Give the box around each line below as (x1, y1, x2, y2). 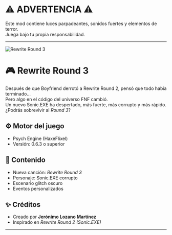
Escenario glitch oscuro (12, 180, 63, 186)
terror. (5, 26, 18, 32)
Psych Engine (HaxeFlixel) (12, 135, 68, 142)
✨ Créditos (5, 200, 41, 209)
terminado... (5, 90, 31, 97)
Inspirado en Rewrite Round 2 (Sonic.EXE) (12, 219, 101, 225)
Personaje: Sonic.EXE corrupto (12, 175, 78, 181)
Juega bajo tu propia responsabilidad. (5, 31, 85, 37)
